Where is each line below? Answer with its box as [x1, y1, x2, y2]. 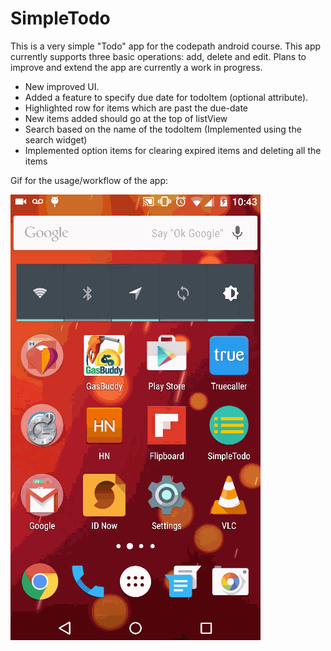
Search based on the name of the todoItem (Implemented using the [24, 123, 302, 135]
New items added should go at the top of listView [24, 112, 228, 124]
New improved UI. [24, 80, 100, 92]
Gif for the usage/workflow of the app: [10, 174, 168, 186]
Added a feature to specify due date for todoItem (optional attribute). [24, 91, 309, 103]
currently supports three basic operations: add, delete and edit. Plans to [10, 50, 307, 62]
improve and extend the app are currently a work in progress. [10, 61, 263, 73]
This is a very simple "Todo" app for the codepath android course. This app [10, 40, 322, 52]
